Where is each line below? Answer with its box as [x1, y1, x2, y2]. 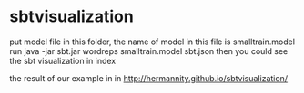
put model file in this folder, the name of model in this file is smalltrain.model [9, 36, 296, 47]
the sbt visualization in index [9, 55, 117, 66]
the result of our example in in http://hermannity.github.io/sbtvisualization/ [9, 72, 289, 83]
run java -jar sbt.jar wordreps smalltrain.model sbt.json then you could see [9, 45, 289, 56]
